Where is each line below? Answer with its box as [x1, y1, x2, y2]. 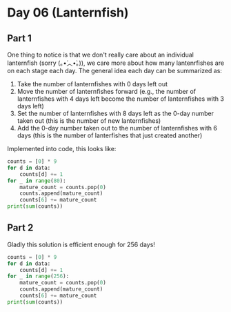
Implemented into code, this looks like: [7, 145, 117, 153]
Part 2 [7, 222, 34, 234]
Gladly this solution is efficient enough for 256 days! [7, 240, 155, 248]
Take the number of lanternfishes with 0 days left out [17, 80, 168, 88]
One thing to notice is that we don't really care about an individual [7, 50, 194, 59]
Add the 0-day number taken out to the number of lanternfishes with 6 [17, 124, 217, 132]
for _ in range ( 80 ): [7, 177, 67, 184]
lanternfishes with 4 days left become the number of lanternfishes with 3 [17, 95, 224, 103]
